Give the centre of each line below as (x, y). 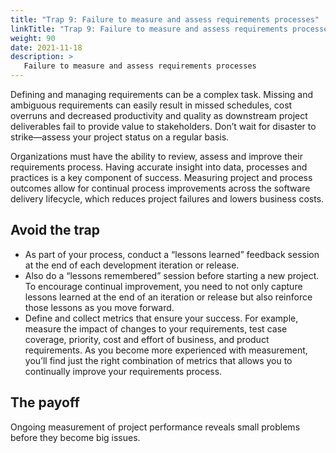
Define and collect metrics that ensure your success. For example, (161, 318)
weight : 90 (33, 38)
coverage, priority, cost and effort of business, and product (147, 339)
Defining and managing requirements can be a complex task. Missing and (162, 94)
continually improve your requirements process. (123, 371)
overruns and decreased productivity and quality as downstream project (159, 115)
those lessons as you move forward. (99, 307)
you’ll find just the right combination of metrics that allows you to (158, 360)
